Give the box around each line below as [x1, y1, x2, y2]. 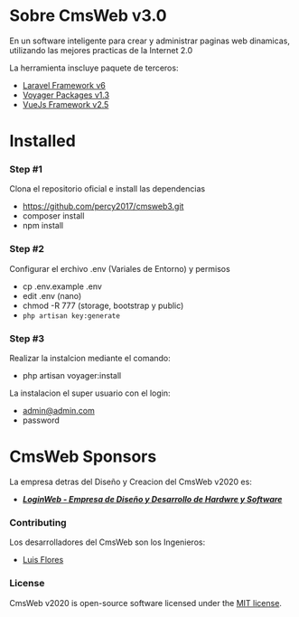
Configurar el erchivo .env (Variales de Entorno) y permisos [9, 263, 230, 274]
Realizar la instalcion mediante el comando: [9, 353, 172, 364]
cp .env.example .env [22, 281, 102, 292]
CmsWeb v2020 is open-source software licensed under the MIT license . [9, 597, 283, 608]
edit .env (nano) [22, 290, 82, 301]
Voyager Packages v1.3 [22, 89, 110, 100]
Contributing [9, 516, 67, 528]
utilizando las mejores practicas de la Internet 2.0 [9, 44, 193, 55]
